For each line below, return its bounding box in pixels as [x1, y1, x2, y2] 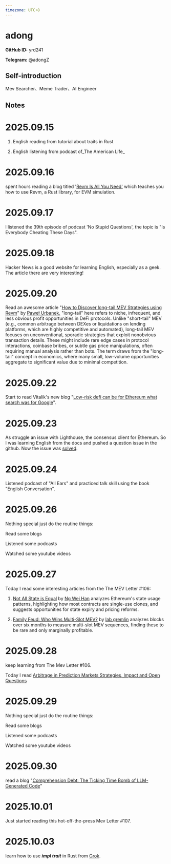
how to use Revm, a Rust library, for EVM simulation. [5, 188, 116, 195]
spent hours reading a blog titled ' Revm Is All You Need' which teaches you [5, 183, 164, 189]
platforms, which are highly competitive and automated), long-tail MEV [5, 327, 155, 333]
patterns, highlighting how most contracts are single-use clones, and [12, 601, 158, 607]
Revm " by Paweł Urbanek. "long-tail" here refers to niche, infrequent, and [5, 310, 161, 316]
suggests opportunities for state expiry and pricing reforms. [12, 606, 139, 612]
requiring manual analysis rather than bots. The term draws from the [5, 348, 149, 354]
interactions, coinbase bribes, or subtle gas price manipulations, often [5, 342, 153, 349]
